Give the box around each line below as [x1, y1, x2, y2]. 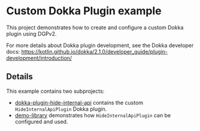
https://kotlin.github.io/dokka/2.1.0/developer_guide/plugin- [21, 48, 168, 55]
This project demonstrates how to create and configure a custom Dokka [6, 24, 184, 31]
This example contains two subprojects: [6, 88, 105, 95]
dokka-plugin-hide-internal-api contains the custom [14, 99, 144, 106]
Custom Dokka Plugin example [6, 4, 162, 18]
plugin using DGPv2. [6, 30, 57, 37]
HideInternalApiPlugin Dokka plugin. [14, 105, 107, 113]
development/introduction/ [6, 54, 72, 61]
